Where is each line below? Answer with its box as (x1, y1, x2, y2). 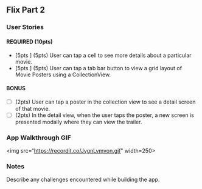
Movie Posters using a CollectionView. (15, 71, 111, 78)
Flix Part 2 (6, 5, 46, 15)
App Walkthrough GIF (6, 133, 71, 142)
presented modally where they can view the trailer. (15, 118, 142, 125)
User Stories (6, 23, 44, 31)
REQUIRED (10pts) (6, 38, 53, 45)
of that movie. (15, 105, 50, 112)
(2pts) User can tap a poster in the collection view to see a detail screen (15, 98, 196, 105)
